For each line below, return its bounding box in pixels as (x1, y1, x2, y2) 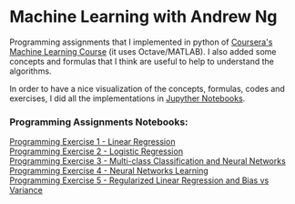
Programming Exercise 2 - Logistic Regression (9, 146, 184, 157)
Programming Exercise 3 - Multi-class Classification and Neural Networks (9, 156, 287, 167)
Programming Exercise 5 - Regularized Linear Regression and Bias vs (9, 175, 270, 186)
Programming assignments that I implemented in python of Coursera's (9, 36, 273, 47)
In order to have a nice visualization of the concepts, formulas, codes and (9, 83, 285, 94)
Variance (9, 185, 43, 196)
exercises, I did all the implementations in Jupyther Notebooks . (9, 93, 246, 104)
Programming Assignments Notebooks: (9, 116, 188, 128)
